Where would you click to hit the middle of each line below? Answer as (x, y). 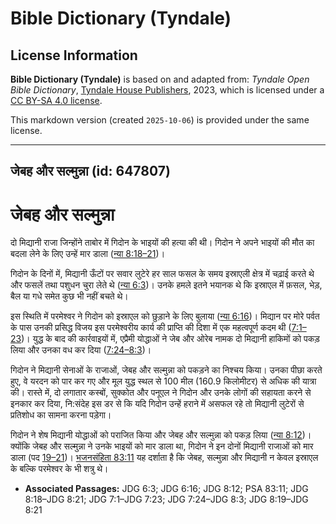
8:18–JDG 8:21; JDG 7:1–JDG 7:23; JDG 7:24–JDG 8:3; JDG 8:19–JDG (166, 499)
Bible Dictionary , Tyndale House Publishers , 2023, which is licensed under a (167, 90)
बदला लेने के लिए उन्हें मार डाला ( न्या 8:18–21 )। (88, 254)
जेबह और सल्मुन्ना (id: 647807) (90, 171)
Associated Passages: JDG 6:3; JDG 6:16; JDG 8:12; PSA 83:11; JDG (166, 489)
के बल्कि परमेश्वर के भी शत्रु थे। (59, 469)
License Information (74, 55)
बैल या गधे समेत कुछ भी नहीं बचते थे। (69, 296)
